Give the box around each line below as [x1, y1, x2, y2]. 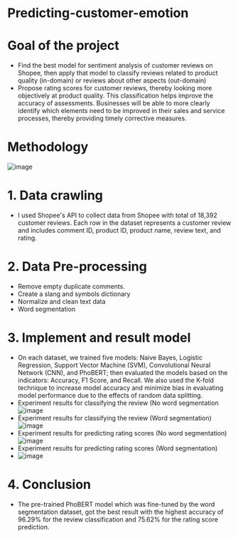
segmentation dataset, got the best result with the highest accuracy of [17, 507, 224, 516]
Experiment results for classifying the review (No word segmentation [17, 399, 219, 407]
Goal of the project [7, 38, 119, 54]
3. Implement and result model [7, 329, 191, 346]
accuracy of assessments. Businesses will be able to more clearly [17, 99, 211, 107]
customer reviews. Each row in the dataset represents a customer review [17, 218, 232, 227]
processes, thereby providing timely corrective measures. [17, 114, 187, 122]
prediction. [17, 522, 50, 531]
